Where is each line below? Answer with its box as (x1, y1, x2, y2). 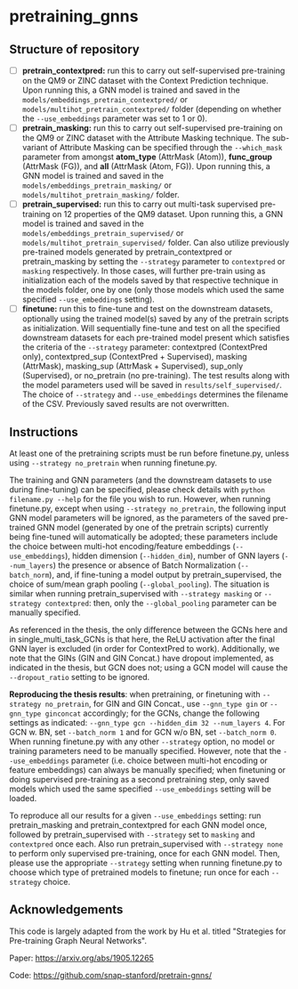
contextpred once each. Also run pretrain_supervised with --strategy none (9, 839, 284, 849)
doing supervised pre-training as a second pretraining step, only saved (9, 774, 270, 785)
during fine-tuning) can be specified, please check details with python (9, 484, 265, 495)
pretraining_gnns (9, 6, 139, 27)
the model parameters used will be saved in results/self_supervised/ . (21, 380, 283, 391)
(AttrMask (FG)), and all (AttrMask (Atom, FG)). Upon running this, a (21, 161, 271, 172)
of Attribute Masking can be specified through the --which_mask (49, 142, 283, 153)
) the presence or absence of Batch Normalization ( (52, 560, 242, 571)
